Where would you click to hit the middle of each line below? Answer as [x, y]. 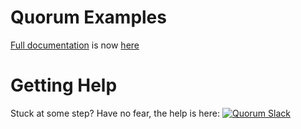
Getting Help [64, 85]
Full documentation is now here [75, 45]
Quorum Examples [88, 17]
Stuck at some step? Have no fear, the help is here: [115, 113]
